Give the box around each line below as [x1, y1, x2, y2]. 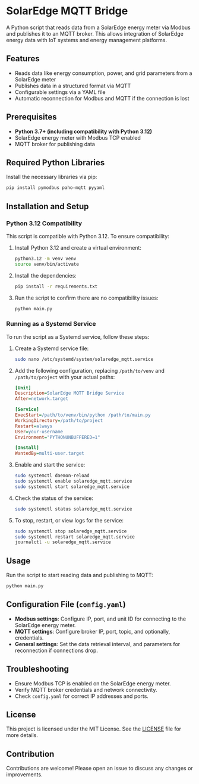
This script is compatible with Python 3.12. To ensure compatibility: [6, 232, 169, 240]
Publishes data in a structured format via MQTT [14, 82, 131, 89]
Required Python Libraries [6, 158, 105, 168]
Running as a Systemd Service [6, 320, 96, 328]
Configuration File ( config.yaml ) [6, 599, 127, 610]
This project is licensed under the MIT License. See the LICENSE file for [6, 725, 182, 732]
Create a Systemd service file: [14, 345, 89, 352]
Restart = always [14, 423, 53, 429]
